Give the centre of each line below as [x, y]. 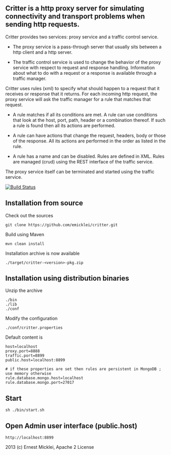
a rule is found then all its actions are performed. [64, 126]
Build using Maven [25, 234]
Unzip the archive [24, 291]
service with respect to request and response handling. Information [84, 67]
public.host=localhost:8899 [35, 360]
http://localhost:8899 [29, 438]
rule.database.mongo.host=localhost [44, 378]
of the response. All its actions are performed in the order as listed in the [89, 141]
